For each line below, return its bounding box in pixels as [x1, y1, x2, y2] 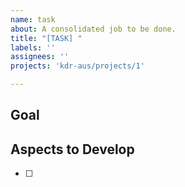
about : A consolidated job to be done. [10, 24, 177, 34]
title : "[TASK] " [10, 33, 83, 43]
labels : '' [10, 42, 56, 53]
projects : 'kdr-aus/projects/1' [10, 61, 145, 71]
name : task [10, 14, 56, 25]
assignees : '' [10, 52, 70, 62]
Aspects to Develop [10, 141, 135, 158]
